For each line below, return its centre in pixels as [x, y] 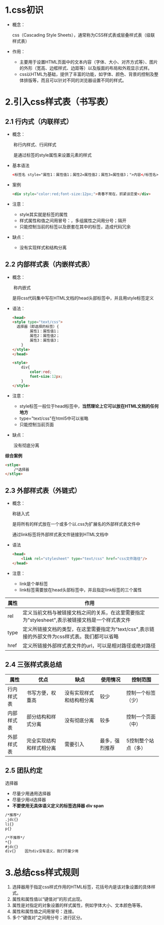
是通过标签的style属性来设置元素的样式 [52, 155]
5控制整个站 [140, 740]
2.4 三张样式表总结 [34, 665]
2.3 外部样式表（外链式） [43, 490]
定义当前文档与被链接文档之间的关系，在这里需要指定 [84, 612]
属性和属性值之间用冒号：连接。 [44, 911]
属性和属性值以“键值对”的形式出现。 [48, 899]
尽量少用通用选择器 [31, 794]
